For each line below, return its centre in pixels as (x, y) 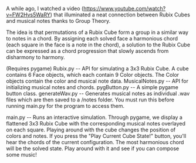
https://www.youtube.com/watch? (124, 9)
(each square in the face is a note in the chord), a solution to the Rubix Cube (98, 45)
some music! (21, 154)
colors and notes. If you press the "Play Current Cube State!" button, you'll (96, 136)
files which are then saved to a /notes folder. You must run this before (90, 100)
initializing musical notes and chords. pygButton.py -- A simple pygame (92, 87)
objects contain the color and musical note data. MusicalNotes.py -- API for (97, 81)
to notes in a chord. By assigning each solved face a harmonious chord (92, 38)
